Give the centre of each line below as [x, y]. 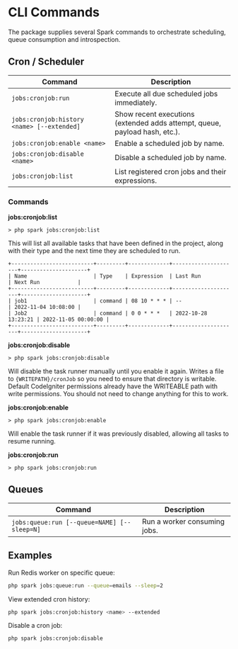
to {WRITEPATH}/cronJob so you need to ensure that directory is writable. [112, 379]
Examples [30, 556]
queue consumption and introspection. [64, 39]
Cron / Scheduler [46, 62]
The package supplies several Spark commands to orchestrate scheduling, [117, 32]
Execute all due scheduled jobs [166, 94]
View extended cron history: [49, 599]
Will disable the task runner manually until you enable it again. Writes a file [116, 371]
